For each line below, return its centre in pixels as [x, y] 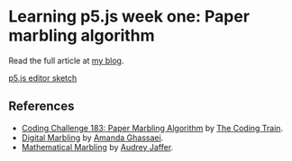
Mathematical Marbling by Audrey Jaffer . [97, 147]
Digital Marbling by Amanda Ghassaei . [92, 138]
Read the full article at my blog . [66, 60]
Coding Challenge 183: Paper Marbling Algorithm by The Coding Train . [152, 128]
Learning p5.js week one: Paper [129, 17]
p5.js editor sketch [43, 77]
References [41, 107]
